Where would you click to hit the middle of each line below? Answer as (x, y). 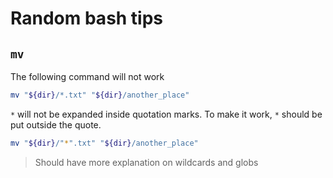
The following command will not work (87, 76)
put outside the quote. (56, 124)
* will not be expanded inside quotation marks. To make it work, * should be (166, 114)
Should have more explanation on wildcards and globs (146, 162)
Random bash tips (87, 18)
